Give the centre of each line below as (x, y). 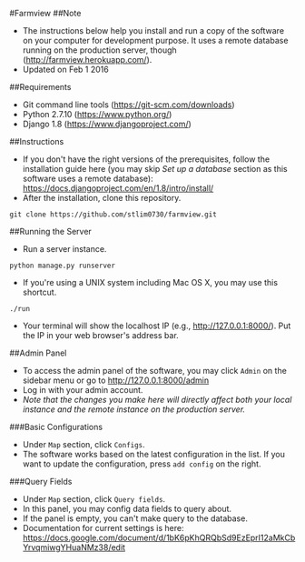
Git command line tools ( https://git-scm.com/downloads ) (128, 105)
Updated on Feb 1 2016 (65, 69)
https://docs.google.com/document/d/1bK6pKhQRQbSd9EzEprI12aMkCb (159, 537)
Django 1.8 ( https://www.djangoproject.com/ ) (107, 124)
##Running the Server (51, 231)
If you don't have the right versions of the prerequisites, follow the (146, 159)
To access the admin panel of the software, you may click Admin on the (155, 371)
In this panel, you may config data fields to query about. (127, 509)
